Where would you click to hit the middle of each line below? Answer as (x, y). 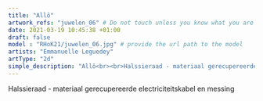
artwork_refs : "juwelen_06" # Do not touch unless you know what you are (131, 23)
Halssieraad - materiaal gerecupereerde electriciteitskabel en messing (121, 88)
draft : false (29, 37)
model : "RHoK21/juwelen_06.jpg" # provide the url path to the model (126, 45)
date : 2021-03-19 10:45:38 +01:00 (65, 30)
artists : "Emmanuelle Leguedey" (61, 52)
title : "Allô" (31, 15)
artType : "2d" (31, 60)
